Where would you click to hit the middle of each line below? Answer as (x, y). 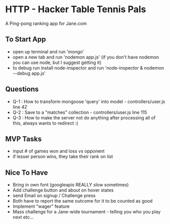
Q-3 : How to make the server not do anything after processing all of (84, 117)
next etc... (23, 217)
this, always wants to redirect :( (45, 123)
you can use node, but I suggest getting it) (57, 62)
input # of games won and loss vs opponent (59, 151)
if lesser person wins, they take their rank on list (63, 156)
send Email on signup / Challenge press (54, 196)
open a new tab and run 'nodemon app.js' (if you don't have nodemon (86, 57)
